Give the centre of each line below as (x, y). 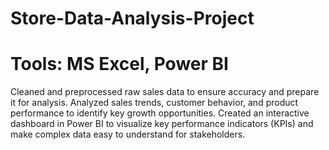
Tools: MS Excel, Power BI (119, 64)
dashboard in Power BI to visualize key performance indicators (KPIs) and (162, 124)
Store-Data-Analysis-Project (132, 18)
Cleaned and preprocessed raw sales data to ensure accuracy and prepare (165, 92)
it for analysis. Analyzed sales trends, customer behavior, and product (154, 103)
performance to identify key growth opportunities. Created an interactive (160, 113)
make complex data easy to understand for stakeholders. (128, 134)
